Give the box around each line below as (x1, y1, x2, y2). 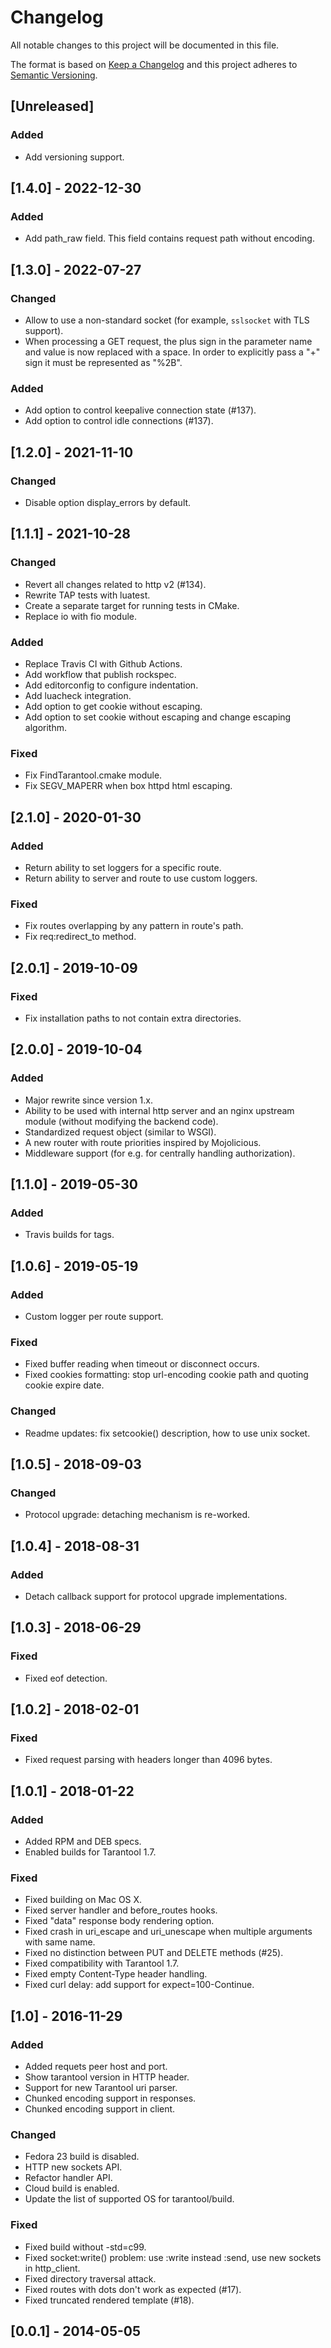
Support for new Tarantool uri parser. (24, 2082, 178, 2094)
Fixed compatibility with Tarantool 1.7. (24, 1957, 180, 1970)
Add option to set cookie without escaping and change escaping (24, 711, 292, 723)
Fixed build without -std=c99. (24, 2241, 147, 2253)
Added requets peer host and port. (24, 2061, 168, 2073)
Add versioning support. (24, 151, 125, 163)
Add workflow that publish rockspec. (24, 668, 177, 680)
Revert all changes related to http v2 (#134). (24, 578, 207, 590)
